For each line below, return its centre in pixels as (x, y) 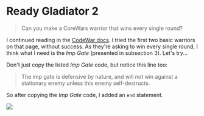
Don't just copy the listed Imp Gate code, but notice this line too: (87, 65)
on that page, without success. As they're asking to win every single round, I (102, 46)
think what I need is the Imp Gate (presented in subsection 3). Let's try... (97, 53)
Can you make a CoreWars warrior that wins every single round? (102, 28)
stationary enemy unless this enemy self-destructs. (86, 83)
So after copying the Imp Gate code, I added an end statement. (85, 95)
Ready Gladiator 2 (52, 11)
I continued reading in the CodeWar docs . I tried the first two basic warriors (101, 40)
